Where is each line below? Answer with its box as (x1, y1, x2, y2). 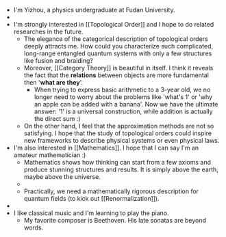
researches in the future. (13, 27, 84, 36)
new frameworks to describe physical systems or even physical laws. (23, 137, 220, 144)
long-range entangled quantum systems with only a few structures (23, 49, 212, 57)
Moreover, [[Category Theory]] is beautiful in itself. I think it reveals (23, 64, 214, 72)
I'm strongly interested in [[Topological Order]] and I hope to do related (13, 20, 214, 28)
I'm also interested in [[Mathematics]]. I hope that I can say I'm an (13, 143, 199, 152)
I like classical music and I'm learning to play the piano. (13, 209, 169, 217)
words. (23, 223, 44, 232)
